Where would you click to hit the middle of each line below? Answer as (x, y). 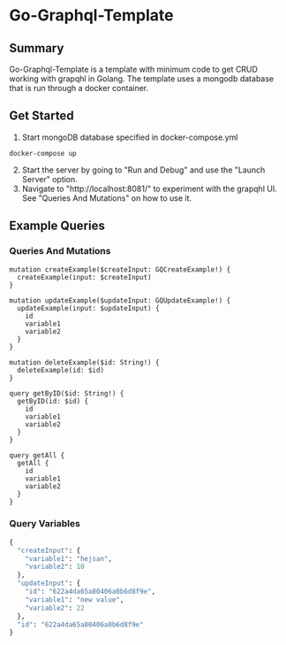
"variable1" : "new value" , (75, 599)
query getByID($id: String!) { (67, 393)
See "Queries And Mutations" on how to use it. (107, 198)
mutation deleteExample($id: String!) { (85, 362)
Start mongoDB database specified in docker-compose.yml (130, 137)
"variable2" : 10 (55, 567)
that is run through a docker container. (79, 88)
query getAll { (37, 455)
